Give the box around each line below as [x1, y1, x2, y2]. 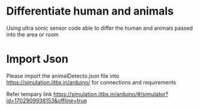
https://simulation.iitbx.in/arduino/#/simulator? [53, 90, 168, 98]
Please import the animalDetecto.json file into [6, 72, 120, 80]
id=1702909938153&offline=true [6, 97, 87, 104]
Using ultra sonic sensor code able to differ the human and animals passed [6, 24, 194, 32]
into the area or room [6, 30, 59, 38]
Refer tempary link [6, 90, 53, 98]
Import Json [6, 52, 68, 66]
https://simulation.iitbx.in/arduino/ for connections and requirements [6, 78, 177, 86]
